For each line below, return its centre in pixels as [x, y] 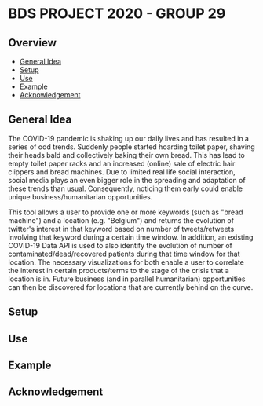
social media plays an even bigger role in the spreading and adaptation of [127, 180]
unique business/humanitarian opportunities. [80, 196]
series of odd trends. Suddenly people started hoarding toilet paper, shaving [131, 147]
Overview [33, 43]
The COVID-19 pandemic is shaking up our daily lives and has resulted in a [129, 138]
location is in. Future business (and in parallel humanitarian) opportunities [127, 279]
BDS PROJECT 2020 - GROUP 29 [117, 14]
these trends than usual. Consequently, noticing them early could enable [126, 188]
